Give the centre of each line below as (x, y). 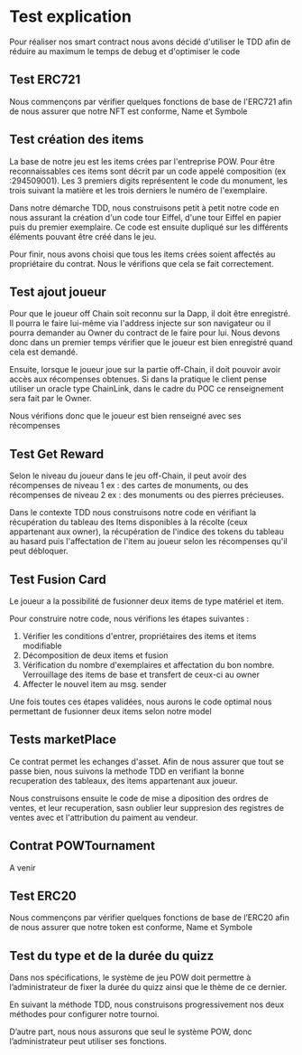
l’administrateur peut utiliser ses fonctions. (88, 1041)
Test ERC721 (45, 80)
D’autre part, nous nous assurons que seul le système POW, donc (131, 1031)
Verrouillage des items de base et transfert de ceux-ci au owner (141, 674)
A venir (23, 867)
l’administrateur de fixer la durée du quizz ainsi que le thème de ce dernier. (148, 987)
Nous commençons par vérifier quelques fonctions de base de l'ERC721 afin (151, 101)
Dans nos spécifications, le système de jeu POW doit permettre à (130, 977)
